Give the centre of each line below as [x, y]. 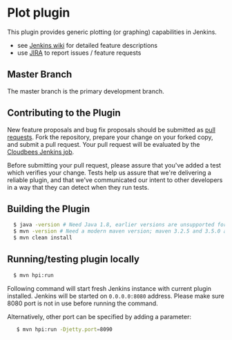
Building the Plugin [49, 209]
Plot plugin [39, 13]
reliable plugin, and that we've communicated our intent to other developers [115, 180]
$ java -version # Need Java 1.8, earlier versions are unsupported [114, 225]
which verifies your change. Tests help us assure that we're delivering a [109, 172]
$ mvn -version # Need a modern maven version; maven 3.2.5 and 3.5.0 [117, 231]
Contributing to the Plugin [64, 113]
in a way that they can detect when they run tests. [78, 187]
